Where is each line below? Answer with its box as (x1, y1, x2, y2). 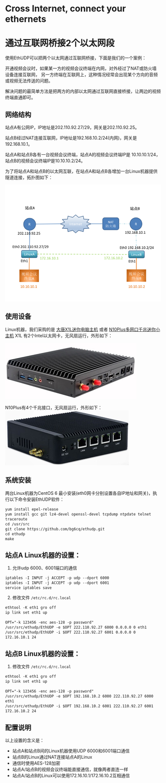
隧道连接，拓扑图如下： (5, 174, 53, 180)
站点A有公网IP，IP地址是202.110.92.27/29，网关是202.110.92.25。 (5, 124, 140, 130)
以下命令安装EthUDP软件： (9, 496, 64, 502)
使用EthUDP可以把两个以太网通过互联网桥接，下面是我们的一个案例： (5, 55, 147, 61)
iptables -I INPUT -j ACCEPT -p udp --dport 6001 (5, 580, 110, 586)
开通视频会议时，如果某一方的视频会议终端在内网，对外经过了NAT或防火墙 (5, 65, 157, 72)
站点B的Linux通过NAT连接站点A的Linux (12, 754, 92, 760)
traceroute (5, 517, 28, 522)
